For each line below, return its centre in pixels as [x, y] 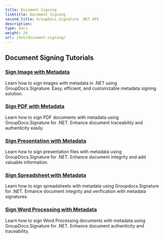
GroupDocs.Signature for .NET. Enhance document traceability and [74, 122]
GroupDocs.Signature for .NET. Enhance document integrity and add [76, 157]
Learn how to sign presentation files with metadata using [64, 152]
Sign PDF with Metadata [35, 106]
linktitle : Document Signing [35, 14]
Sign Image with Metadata [37, 72]
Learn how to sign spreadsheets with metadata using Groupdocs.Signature [82, 186]
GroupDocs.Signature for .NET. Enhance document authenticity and [75, 226]
